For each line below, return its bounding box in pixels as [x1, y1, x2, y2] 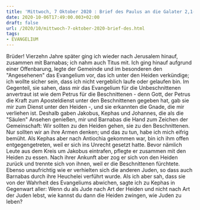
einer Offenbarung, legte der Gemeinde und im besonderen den [6, 65, 162, 72]
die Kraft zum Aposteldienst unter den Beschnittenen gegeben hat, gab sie [6, 97, 189, 104]
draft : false [6, 20, 39, 26]
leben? [6, 198, 23, 205]
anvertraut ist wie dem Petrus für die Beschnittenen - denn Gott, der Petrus [6, 90, 190, 98]
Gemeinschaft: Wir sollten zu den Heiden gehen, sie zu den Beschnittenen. [6, 123, 190, 129]
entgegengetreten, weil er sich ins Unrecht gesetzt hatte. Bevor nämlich [6, 141, 183, 148]
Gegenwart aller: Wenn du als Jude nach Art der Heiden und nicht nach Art [6, 186, 190, 192]
